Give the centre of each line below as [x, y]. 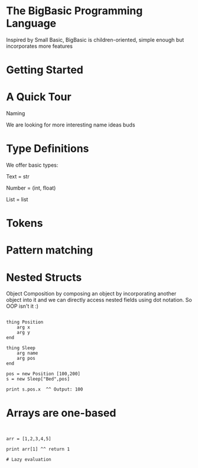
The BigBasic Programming [74, 11]
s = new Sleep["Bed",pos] [38, 379]
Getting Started [45, 70]
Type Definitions [48, 149]
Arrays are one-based [61, 413]
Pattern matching [50, 250]
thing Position [25, 322]
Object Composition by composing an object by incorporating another [91, 294]
